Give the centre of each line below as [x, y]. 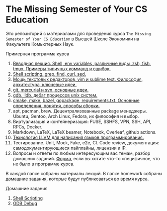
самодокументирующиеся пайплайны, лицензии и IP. [70, 148]
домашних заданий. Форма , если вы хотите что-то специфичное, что [86, 158]
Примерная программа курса [38, 54]
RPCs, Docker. [28, 127]
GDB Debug [25, 203]
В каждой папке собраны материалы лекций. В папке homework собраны [84, 173]
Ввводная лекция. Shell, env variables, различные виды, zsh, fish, [82, 63]
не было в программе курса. [43, 164]
